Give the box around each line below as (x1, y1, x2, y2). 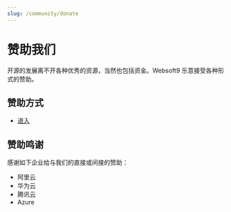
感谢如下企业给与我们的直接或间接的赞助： (7, 158, 129, 166)
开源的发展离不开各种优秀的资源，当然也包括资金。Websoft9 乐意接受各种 (7, 66, 219, 75)
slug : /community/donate (7, 10, 79, 17)
